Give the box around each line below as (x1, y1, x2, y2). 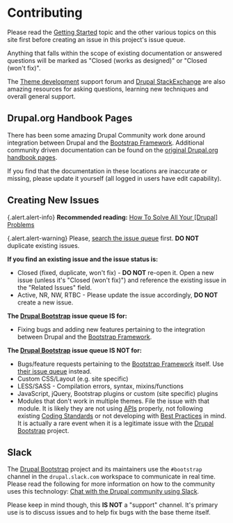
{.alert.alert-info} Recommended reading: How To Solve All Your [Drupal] (7, 213, 218, 221)
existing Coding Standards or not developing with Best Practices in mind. (17, 411, 227, 420)
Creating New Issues (7, 194, 99, 207)
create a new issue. (17, 298, 74, 307)
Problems (7, 220, 35, 228)
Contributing (7, 5, 83, 21)
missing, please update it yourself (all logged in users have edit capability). (7, 174, 222, 182)
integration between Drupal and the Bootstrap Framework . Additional (7, 138, 204, 147)
